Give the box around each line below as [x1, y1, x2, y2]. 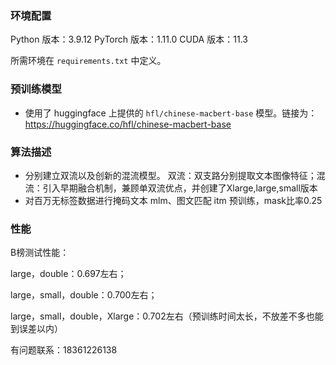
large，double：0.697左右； [10, 268, 127, 280]
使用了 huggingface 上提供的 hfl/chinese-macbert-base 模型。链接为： [24, 107, 318, 119]
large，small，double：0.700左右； [10, 289, 158, 301]
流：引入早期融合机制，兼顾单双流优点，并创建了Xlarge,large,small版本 [24, 182, 318, 194]
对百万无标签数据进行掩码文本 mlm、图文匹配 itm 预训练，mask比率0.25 [24, 194, 323, 206]
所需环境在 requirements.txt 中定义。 [10, 55, 167, 67]
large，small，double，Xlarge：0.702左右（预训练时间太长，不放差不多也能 [10, 310, 324, 322]
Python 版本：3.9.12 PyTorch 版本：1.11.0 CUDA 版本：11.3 [10, 33, 248, 46]
